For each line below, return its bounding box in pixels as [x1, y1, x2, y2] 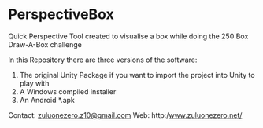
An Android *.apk [19, 95, 75, 104]
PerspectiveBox [8, 5, 114, 24]
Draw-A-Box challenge [8, 39, 83, 49]
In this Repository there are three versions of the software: [8, 55, 198, 64]
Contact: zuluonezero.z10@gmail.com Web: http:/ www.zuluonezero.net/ [8, 110, 243, 119]
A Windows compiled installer [19, 86, 117, 96]
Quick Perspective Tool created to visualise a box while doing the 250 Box [8, 31, 249, 41]
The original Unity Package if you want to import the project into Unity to [19, 70, 255, 79]
